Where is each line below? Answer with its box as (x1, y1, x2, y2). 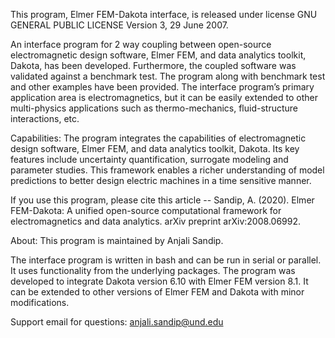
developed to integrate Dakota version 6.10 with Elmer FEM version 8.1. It (10, 275, 309, 287)
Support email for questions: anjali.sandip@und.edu (10, 316, 224, 328)
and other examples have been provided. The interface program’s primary (10, 81, 315, 93)
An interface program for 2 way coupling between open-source (10, 39, 272, 50)
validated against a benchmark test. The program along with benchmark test (10, 70, 326, 82)
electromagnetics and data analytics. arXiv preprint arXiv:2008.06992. (10, 215, 302, 227)
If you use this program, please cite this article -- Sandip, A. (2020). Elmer (10, 194, 315, 206)
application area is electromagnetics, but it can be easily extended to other (10, 92, 318, 103)
